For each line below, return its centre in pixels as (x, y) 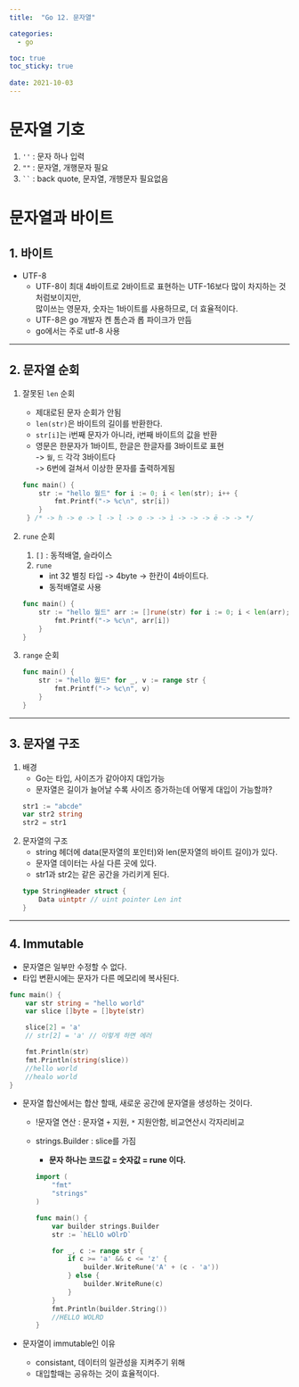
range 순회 (40, 655)
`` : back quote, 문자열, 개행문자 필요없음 (95, 179)
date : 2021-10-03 (41, 83)
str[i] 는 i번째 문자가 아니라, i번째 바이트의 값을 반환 (126, 435)
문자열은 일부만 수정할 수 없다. (74, 967)
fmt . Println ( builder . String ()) (109, 1308)
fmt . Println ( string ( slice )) (77, 1060)
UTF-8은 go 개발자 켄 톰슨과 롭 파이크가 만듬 (114, 320)
